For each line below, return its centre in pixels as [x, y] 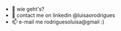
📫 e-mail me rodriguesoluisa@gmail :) [58, 22]
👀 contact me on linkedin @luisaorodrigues [63, 15]
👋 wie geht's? [28, 9]
